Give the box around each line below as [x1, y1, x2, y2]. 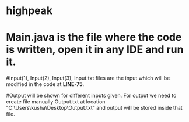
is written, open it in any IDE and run [6, 43, 184, 56]
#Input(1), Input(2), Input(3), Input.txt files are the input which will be [6, 74, 170, 82]
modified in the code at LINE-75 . [6, 81, 85, 88]
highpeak [6, 4, 53, 17]
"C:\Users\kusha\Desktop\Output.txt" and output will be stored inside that [6, 105, 183, 112]
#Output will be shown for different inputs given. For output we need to [6, 92, 177, 99]
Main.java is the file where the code [6, 31, 182, 44]
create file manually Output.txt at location [6, 98, 106, 105]
